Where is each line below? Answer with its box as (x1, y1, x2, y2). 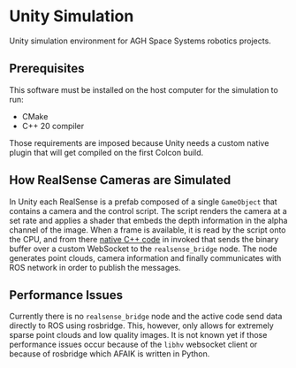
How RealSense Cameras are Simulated (9, 172, 231, 188)
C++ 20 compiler (21, 120, 85, 131)
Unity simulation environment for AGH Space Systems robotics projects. (9, 35, 271, 46)
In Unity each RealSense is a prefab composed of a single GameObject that (9, 196, 277, 207)
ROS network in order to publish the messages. (9, 262, 181, 272)
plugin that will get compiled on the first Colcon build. (9, 147, 204, 157)
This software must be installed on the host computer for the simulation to (9, 84, 278, 95)
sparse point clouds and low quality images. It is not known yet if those (9, 330, 268, 341)
